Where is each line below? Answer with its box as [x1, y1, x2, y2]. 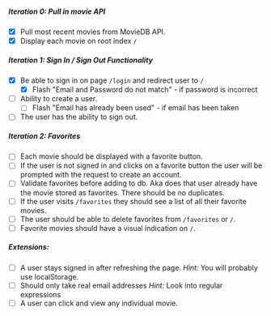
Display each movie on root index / [19, 36, 138, 46]
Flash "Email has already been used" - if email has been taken [32, 103, 239, 113]
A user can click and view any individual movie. [19, 298, 178, 308]
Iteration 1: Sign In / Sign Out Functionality [8, 55, 154, 65]
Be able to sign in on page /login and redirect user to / [19, 75, 205, 85]
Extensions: [8, 242, 50, 252]
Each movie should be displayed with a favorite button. [19, 152, 204, 161]
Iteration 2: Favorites [8, 130, 81, 141]
